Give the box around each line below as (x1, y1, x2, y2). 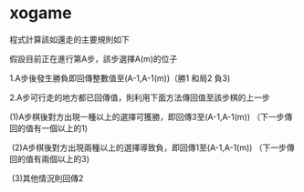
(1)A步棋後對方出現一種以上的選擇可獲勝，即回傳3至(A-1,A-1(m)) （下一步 (9, 111, 285, 122)
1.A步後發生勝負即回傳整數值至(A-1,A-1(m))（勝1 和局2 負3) (9, 72, 231, 84)
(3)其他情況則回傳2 (11, 172, 84, 184)
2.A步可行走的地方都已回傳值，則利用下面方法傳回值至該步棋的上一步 (9, 92, 271, 103)
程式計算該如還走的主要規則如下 (9, 34, 130, 45)
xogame (9, 3, 73, 24)
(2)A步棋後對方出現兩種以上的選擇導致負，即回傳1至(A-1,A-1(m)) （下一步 (11, 142, 288, 153)
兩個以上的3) (40, 153, 89, 164)
